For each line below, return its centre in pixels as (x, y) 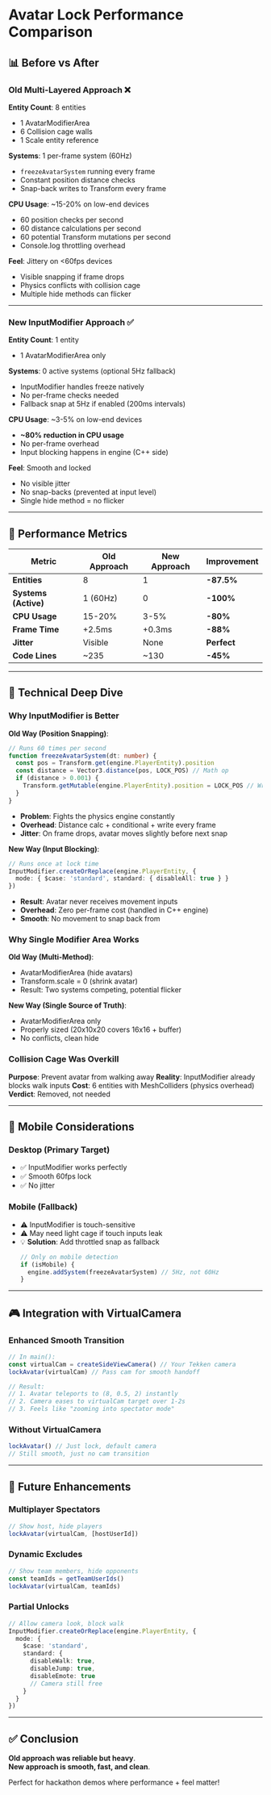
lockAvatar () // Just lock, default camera (83, 1446)
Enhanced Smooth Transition (67, 1340)
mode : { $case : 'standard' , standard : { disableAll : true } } (122, 879)
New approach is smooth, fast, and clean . (79, 1767)
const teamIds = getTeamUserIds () (67, 1579)
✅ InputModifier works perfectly (73, 1167)
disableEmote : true (62, 1676)
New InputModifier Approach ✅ (71, 322)
